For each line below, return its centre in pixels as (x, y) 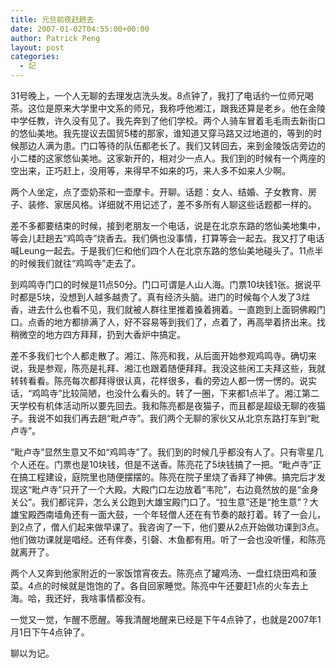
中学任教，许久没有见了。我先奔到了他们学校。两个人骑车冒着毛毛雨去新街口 (168, 120)
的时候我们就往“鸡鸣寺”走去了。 (76, 263)
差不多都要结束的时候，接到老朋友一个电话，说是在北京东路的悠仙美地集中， (168, 225)
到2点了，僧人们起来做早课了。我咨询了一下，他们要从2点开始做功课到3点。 (167, 527)
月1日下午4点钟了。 (50, 632)
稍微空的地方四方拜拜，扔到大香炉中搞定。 (98, 334)
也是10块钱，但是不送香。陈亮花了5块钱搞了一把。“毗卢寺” (192, 464)
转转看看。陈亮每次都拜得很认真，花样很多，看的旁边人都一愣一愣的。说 (159, 380)
